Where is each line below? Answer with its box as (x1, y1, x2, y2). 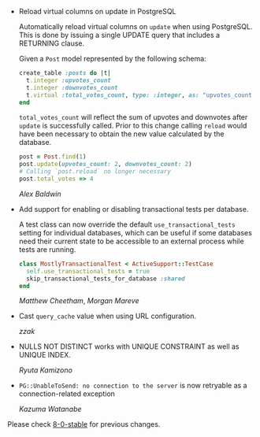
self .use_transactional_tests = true (26, 267, 150, 275)
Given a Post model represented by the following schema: (18, 54, 206, 63)
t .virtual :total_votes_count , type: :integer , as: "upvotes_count (26, 91, 253, 99)
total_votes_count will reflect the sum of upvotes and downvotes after (18, 113, 248, 122)
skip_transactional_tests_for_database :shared (26, 275, 186, 283)
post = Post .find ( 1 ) (18, 153, 87, 161)
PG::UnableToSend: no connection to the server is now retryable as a (18, 381, 247, 391)
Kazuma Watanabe (18, 405, 82, 414)
